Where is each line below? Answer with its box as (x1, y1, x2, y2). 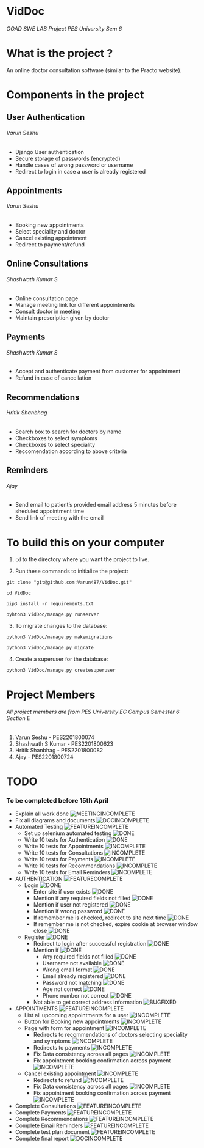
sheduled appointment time (15, 507, 84, 515)
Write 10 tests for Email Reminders (24, 869, 111, 876)
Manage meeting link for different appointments (15, 301, 135, 308)
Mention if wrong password (33, 908, 102, 915)
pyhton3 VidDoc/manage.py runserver (6, 611, 99, 618)
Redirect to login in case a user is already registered (15, 167, 146, 175)
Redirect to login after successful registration (33, 940, 147, 947)
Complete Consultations (15, 1102, 76, 1110)
